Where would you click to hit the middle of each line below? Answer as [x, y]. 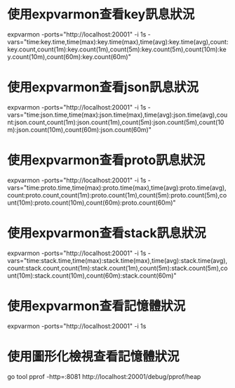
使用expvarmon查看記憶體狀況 [96, 306]
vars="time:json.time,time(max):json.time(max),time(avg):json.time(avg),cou [117, 115]
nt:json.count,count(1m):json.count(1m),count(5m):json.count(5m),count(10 [116, 122]
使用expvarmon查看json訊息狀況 [103, 88]
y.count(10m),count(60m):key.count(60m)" [69, 56]
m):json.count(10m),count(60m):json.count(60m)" [80, 129]
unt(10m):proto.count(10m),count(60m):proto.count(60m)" [92, 202]
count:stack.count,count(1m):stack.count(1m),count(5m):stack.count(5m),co [117, 268]
